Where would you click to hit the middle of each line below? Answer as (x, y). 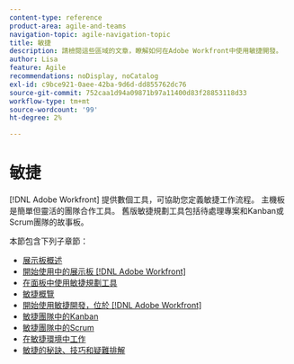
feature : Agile (38, 68)
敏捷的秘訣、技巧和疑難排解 (74, 351)
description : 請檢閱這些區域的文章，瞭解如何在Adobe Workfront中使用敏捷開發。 (146, 51)
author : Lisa (34, 59)
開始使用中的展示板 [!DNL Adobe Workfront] (104, 271)
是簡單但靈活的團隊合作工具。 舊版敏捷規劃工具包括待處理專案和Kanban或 (147, 211)
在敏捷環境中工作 (54, 339)
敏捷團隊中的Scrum (58, 328)
